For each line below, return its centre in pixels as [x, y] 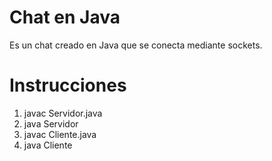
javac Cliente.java [60, 134]
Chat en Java [65, 17]
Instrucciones [68, 85]
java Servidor [51, 123]
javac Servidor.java [63, 113]
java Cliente [48, 145]
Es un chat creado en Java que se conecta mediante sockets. [136, 45]
